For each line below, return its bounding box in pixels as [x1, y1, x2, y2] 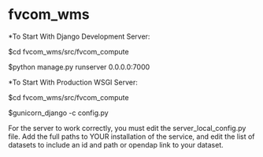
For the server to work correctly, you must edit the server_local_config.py [8, 123, 246, 133]
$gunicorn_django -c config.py [8, 108, 109, 118]
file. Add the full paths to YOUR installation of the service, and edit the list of [8, 132, 255, 141]
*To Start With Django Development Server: [8, 32, 150, 41]
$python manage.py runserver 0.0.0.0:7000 [8, 62, 150, 72]
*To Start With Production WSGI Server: [8, 77, 138, 87]
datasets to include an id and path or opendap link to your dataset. [8, 140, 224, 149]
